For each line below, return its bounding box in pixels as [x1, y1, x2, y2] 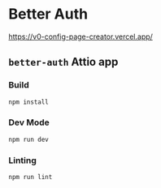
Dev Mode [8, 117, 50, 128]
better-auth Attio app [8, 55, 119, 69]
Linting [8, 155, 37, 166]
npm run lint [8, 173, 53, 181]
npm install [8, 98, 49, 106]
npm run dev [8, 135, 49, 143]
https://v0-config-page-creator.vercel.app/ [8, 32, 153, 41]
